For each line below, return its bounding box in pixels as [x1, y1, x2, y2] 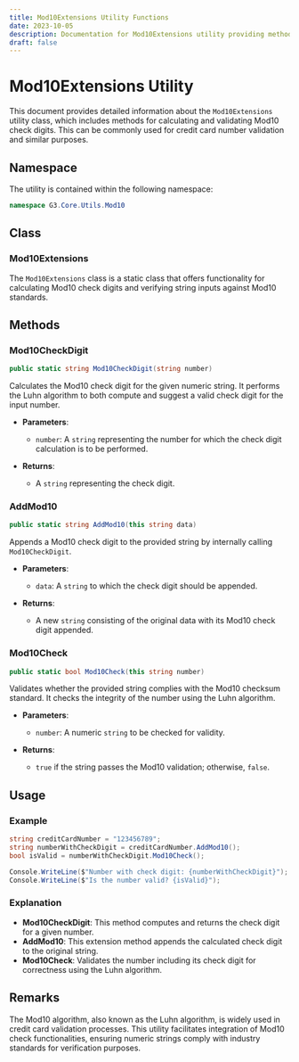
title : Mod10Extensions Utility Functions [9, 12, 169, 22]
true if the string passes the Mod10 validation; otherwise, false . [35, 762, 270, 772]
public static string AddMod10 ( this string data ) [9, 521, 198, 530]
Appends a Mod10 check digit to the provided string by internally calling [9, 537, 273, 547]
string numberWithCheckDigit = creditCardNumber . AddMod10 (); [9, 844, 241, 852]
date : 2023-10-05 [9, 21, 74, 30]
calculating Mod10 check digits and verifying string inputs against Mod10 [9, 282, 277, 292]
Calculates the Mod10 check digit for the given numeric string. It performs [9, 381, 280, 391]
